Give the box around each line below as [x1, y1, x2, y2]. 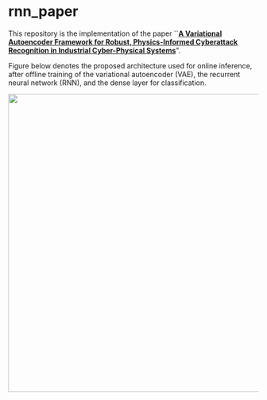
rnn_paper [8, 2, 79, 21]
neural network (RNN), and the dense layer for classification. [8, 78, 207, 87]
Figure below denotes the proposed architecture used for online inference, [8, 60, 253, 70]
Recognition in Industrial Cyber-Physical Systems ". [8, 45, 181, 55]
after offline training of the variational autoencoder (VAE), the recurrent [8, 69, 241, 79]
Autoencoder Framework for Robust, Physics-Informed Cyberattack [8, 37, 238, 46]
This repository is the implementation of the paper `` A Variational [8, 29, 222, 38]
